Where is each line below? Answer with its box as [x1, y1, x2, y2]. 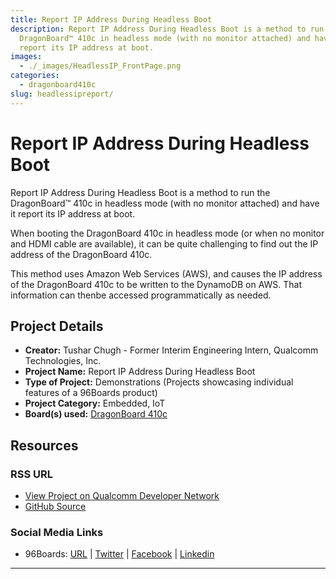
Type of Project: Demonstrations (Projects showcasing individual [24, 376, 294, 388]
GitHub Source [24, 501, 87, 513]
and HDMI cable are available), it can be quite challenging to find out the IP [10, 237, 319, 250]
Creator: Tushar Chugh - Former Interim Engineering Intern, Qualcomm [24, 344, 319, 356]
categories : [10, 71, 60, 81]
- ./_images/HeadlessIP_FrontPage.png [19, 61, 182, 71]
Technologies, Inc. [24, 355, 102, 367]
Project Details [10, 317, 104, 335]
